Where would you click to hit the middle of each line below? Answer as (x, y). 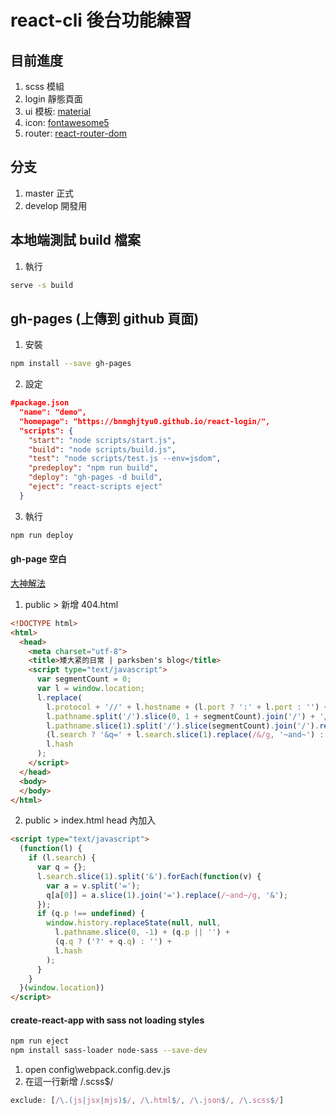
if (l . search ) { (62, 858)
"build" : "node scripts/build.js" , (102, 449)
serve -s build (42, 285)
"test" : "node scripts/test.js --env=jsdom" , (125, 459)
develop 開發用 (56, 205)
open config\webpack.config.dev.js (97, 1070)
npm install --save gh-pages (71, 364)
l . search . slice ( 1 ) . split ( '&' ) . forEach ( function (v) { (149, 876)
